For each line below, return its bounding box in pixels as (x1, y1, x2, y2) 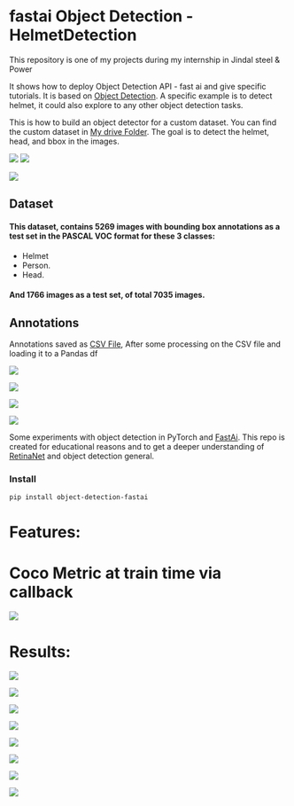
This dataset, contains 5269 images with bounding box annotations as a (9, 221, 281, 231)
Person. (21, 260, 51, 270)
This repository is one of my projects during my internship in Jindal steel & (9, 54, 281, 65)
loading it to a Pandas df (9, 348, 98, 358)
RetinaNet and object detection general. (9, 450, 155, 461)
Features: (9, 522, 81, 543)
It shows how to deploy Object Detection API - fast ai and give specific (9, 81, 267, 91)
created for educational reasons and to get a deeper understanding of (9, 441, 265, 451)
